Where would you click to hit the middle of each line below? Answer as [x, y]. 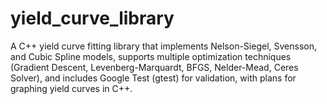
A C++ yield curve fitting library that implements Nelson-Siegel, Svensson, [163, 46]
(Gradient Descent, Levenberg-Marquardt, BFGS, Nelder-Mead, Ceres [154, 67]
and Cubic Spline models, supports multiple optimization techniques [151, 56]
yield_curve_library [92, 18]
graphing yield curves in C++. [71, 88]
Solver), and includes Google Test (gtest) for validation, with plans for [153, 78]
